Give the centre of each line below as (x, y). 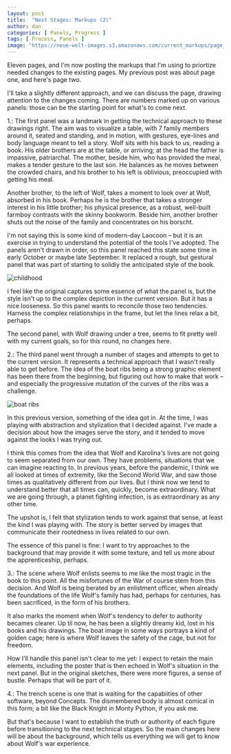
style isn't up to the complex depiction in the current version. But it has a (110, 299)
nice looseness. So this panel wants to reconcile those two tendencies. (108, 306)
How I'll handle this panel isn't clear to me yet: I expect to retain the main (110, 658)
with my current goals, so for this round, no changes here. (89, 341)
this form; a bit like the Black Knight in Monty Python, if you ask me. (103, 708)
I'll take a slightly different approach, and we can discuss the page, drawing (114, 93)
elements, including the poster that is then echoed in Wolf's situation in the (113, 666)
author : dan (24, 26)
